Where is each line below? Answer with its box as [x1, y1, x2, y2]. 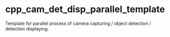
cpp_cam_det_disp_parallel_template [5, 4, 165, 15]
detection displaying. [5, 25, 49, 31]
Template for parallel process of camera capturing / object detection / [5, 20, 151, 26]
